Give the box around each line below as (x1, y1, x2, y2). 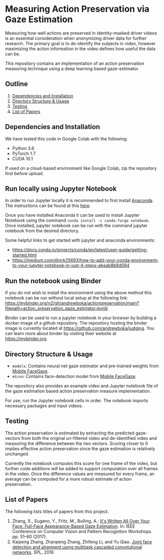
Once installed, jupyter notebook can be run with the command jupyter (5, 223, 148, 229)
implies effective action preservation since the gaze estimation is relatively (5, 445, 155, 452)
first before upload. (5, 170, 44, 176)
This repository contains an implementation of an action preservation (5, 60, 144, 66)
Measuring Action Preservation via (5, 3, 150, 15)
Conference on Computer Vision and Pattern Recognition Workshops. (12, 528, 153, 534)
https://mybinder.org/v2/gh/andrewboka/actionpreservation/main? (5, 300, 140, 306)
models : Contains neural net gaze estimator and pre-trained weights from (12, 363, 159, 369)
